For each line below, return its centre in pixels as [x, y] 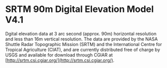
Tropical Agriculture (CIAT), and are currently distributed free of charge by [83, 49]
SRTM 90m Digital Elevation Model [80, 9]
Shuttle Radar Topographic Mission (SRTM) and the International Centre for [83, 44]
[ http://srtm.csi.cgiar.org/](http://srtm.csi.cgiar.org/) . [60, 60]
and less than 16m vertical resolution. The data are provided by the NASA [81, 39]
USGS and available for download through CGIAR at [59, 55]
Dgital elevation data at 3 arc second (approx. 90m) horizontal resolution [81, 33]
